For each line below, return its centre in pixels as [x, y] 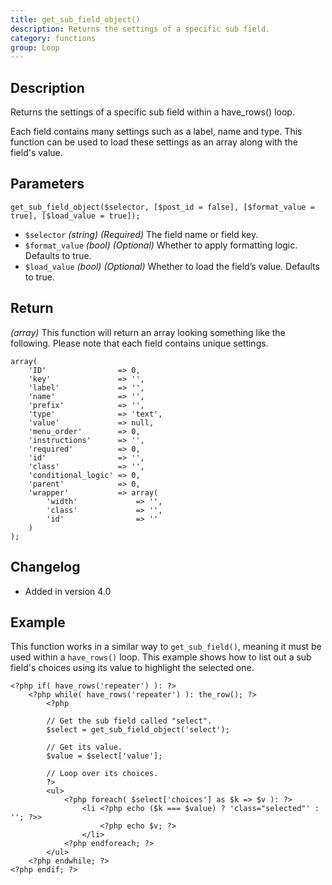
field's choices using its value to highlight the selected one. [132, 668]
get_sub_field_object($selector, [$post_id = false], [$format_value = [162, 207]
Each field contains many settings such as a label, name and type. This [156, 132]
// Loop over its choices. [102, 774]
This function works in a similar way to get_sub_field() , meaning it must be [166, 647]
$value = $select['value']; [104, 756]
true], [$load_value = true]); [75, 216]
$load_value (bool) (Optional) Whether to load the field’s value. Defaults [172, 266]
